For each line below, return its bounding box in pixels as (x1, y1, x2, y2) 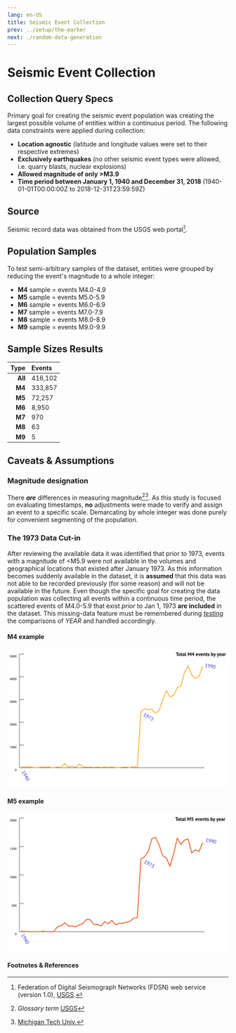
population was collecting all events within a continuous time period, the (7, 594, 216, 602)
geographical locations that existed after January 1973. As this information (7, 564, 223, 573)
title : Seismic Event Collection (7, 18, 105, 26)
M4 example (7, 633, 44, 641)
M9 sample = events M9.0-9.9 (17, 322, 106, 331)
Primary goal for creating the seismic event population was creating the (7, 111, 214, 120)
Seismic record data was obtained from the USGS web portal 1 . (7, 224, 188, 234)
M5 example (7, 797, 44, 805)
